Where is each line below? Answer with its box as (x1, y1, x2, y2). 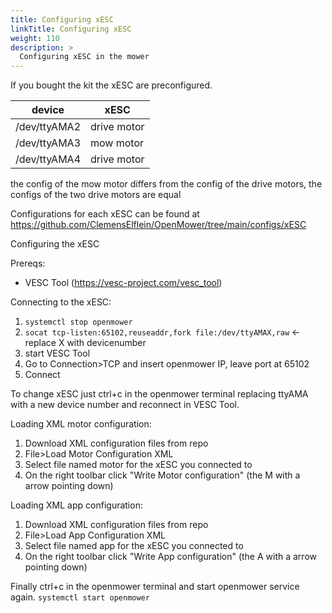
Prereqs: (10, 257, 46, 270)
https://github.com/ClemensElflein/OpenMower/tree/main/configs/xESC (10, 219, 307, 231)
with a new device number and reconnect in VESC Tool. (10, 399, 240, 411)
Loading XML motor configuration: (10, 418, 152, 430)
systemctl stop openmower (24, 317, 133, 328)
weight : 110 (10, 33, 60, 43)
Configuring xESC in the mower (19, 52, 150, 62)
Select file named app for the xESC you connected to (24, 540, 244, 552)
